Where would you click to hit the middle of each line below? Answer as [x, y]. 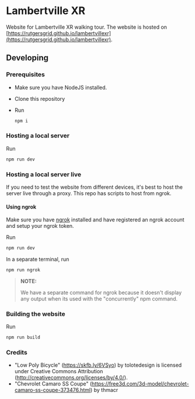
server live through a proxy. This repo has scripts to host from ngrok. [89, 193]
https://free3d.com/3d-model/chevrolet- [140, 384]
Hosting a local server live [44, 174]
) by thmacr [104, 390]
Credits [17, 353]
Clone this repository [40, 98]
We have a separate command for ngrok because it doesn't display [101, 292]
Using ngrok [21, 207]
